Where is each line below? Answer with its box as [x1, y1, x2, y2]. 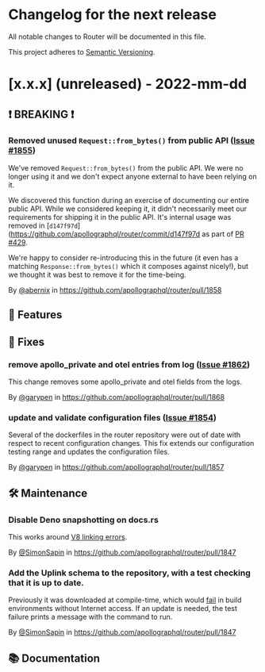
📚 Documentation [8, 651, 101, 665]
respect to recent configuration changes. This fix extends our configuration [8, 439, 255, 448]
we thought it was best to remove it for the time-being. [8, 270, 186, 279]
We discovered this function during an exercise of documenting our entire [8, 195, 250, 205]
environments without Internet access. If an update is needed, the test [8, 604, 238, 613]
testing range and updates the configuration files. [8, 447, 171, 457]
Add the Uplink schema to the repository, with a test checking [8, 567, 252, 578]
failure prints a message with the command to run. [8, 612, 173, 622]
